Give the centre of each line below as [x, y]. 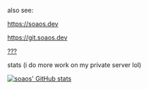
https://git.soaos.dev [38, 37]
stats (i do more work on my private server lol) [74, 65]
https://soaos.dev [33, 24]
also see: [20, 10]
